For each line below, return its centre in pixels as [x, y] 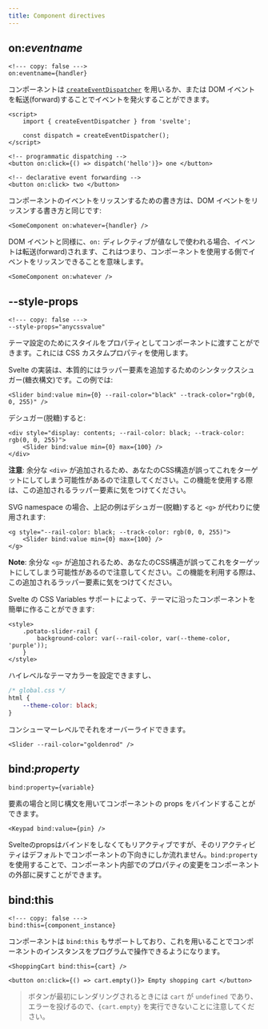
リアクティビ [235, 844]
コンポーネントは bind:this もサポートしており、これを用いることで [121, 942]
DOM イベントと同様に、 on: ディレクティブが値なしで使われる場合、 [121, 242]
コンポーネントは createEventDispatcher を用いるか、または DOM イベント [132, 90]
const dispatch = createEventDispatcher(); [96, 136]
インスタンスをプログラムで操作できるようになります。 [134, 951]
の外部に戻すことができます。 [57, 874]
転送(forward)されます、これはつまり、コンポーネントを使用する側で [136, 252]
